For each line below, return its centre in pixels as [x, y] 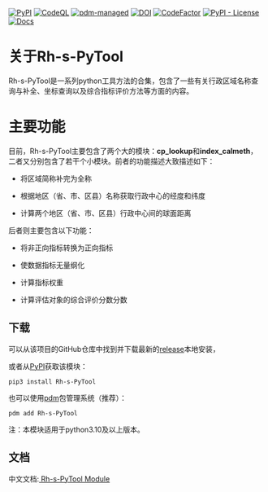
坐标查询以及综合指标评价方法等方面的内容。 [118, 90]
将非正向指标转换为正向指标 [67, 248]
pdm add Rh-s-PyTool [43, 413]
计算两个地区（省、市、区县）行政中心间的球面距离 [106, 213]
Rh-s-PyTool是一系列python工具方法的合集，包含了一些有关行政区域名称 [130, 81]
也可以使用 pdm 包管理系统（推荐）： [68, 398]
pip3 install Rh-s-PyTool [52, 382]
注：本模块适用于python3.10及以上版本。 [76, 429]
